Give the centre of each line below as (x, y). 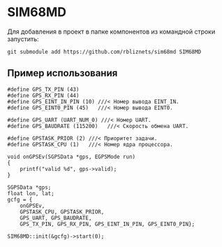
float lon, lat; (31, 193)
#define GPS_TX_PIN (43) (43, 89)
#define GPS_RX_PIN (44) (43, 95)
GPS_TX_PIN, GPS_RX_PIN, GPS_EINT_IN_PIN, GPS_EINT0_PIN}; (108, 224)
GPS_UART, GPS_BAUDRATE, (56, 218)
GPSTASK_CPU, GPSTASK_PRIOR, (62, 212)
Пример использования (62, 73)
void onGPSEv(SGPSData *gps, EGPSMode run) (72, 157)
